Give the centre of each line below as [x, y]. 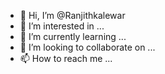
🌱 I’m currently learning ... [73, 36]
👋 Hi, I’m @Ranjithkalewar [72, 15]
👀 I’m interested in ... [62, 26]
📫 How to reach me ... [66, 58]
